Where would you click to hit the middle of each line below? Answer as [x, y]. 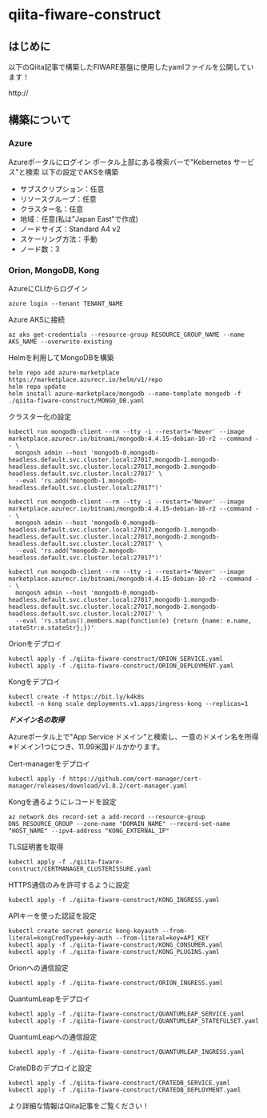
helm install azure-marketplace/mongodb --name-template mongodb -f [125, 394]
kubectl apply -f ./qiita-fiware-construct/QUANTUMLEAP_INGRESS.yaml [127, 1052]
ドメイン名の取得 [36, 719]
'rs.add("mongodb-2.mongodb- [89, 551]
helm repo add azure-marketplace [64, 373]
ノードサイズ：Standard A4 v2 [70, 229]
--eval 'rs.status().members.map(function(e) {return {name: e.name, [133, 621]
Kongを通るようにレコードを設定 [63, 801]
